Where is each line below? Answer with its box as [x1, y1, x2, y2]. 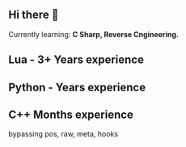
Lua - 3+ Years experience [8, 53, 144, 67]
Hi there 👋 [8, 8, 59, 22]
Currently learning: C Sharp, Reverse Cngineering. [8, 29, 180, 39]
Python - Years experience [8, 80, 146, 94]
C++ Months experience [8, 107, 133, 121]
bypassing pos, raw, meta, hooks [8, 129, 119, 139]
